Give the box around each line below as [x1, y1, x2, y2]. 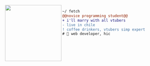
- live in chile [62, 22, 95, 27]
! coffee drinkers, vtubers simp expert [62, 27, 146, 32]
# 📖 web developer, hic [62, 32, 111, 36]
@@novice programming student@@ [62, 13, 128, 18]
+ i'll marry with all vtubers [62, 18, 126, 23]
